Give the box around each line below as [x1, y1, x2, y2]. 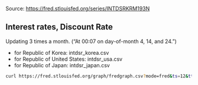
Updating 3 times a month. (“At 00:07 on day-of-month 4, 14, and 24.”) [5, 38, 177, 45]
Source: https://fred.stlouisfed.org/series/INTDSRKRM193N [5, 5, 150, 12]
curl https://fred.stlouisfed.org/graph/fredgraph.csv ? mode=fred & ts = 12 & [5, 73, 189, 79]
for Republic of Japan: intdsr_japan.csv [14, 61, 110, 68]
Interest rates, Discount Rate [5, 22, 113, 32]
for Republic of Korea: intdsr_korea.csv [14, 49, 109, 56]
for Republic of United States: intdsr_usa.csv [14, 55, 122, 63]
